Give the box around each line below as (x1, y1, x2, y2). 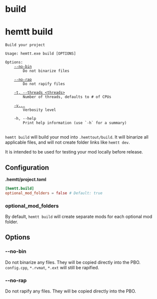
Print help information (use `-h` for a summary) (23, 120, 127, 126)
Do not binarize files (23, 68, 70, 74)
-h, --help (14, 116, 37, 121)
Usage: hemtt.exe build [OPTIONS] (5, 51, 77, 56)
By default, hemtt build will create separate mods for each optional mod (5, 213, 153, 219)
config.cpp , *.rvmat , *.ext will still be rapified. (5, 264, 100, 270)
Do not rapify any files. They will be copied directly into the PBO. (5, 288, 136, 294)
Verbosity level (23, 107, 56, 112)
